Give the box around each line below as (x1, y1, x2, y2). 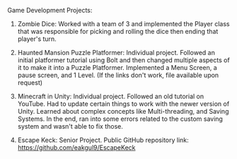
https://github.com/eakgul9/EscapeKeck (17, 143, 136, 151)
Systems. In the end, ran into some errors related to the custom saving (17, 114, 223, 123)
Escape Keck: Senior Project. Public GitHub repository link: (17, 136, 189, 144)
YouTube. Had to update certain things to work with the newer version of (17, 100, 230, 108)
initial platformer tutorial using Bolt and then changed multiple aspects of (17, 56, 230, 64)
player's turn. (17, 35, 57, 43)
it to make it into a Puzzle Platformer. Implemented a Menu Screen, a (17, 64, 217, 71)
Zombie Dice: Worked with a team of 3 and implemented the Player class (17, 20, 230, 28)
